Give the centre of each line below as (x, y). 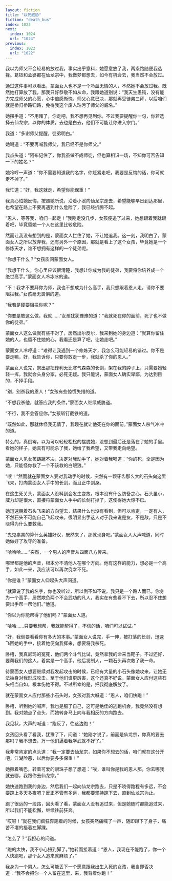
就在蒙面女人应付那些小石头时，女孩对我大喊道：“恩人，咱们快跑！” (77, 695)
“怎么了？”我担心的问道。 (32, 838)
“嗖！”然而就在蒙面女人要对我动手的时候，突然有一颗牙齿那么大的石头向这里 (86, 476)
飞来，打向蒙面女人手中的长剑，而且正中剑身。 (55, 482)
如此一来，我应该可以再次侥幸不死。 (52, 569)
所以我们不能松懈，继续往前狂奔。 (41, 810)
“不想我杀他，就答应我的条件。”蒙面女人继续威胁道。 (60, 402)
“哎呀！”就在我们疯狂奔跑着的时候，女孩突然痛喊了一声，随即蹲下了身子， (84, 821)
